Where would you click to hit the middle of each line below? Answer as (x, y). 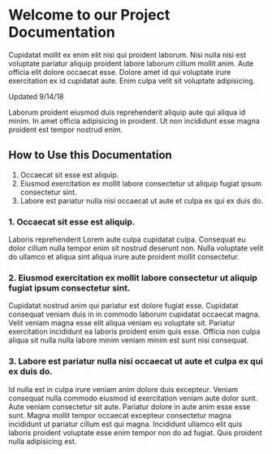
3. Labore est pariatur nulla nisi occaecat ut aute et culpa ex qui (136, 361)
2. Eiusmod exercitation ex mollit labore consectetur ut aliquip (133, 277)
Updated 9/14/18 (36, 96)
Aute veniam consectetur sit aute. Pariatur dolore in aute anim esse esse (130, 406)
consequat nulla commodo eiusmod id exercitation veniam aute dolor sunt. (133, 398)
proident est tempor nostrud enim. (66, 129)
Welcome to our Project (89, 15)
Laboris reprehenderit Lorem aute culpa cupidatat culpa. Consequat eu (127, 240)
